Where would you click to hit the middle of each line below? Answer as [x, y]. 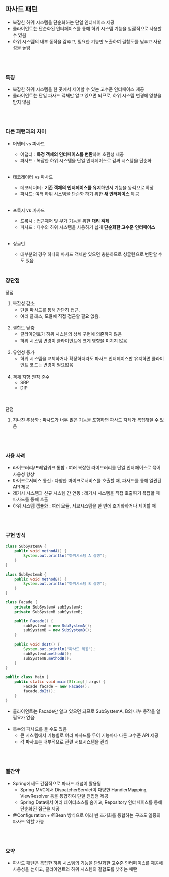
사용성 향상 [24, 474]
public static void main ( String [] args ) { [60, 682]
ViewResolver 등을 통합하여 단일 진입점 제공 [64, 796]
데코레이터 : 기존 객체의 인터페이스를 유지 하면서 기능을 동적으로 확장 [87, 188]
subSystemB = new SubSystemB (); [58, 630]
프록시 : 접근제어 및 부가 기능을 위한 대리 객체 [65, 221]
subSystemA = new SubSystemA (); [58, 626]
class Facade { [21, 602]
